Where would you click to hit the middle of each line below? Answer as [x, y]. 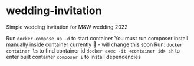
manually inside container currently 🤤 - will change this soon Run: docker [94, 44]
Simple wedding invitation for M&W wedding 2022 [67, 27]
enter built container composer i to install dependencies [74, 57]
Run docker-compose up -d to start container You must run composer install [97, 38]
